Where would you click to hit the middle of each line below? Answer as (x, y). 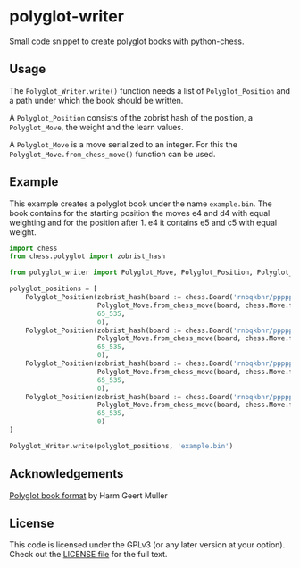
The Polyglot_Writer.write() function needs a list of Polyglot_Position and (150, 90)
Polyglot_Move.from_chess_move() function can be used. (112, 154)
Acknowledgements (67, 474)
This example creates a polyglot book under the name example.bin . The (141, 204)
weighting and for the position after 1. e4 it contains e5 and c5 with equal (143, 222)
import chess (33, 248)
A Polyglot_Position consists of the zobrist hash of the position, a (131, 117)
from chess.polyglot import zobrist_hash (87, 256)
